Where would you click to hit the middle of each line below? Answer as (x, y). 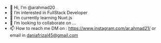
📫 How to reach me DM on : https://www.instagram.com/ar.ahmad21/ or (83, 28)
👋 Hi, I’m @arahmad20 (32, 7)
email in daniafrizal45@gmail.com (44, 35)
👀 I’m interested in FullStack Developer (49, 13)
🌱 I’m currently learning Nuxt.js (41, 18)
